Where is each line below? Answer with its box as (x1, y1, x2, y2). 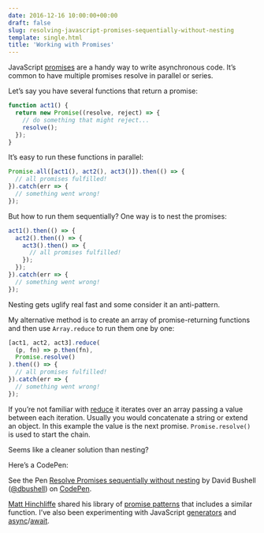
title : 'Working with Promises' (8, 41, 114, 49)
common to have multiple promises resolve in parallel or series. (8, 71, 214, 81)
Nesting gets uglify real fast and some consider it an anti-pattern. (8, 299, 221, 309)
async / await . (8, 516, 50, 525)
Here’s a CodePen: (8, 460, 69, 470)
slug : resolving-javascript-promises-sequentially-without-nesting (8, 26, 235, 34)
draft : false (8, 19, 51, 27)
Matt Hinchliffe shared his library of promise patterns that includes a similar (8, 499, 253, 509)
